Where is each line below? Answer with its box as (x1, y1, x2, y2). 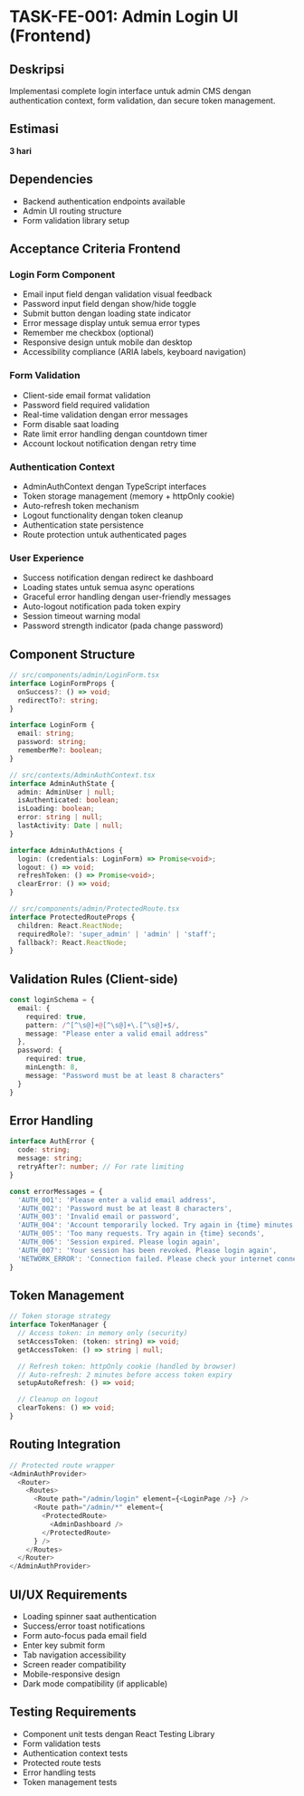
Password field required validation (22, 399, 150, 410)
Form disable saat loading (22, 418, 119, 429)
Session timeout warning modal (22, 611, 141, 622)
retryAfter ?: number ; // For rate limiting (17, 1162, 184, 1171)
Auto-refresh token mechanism (22, 500, 139, 511)
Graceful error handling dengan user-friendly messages (22, 591, 232, 603)
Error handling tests (22, 1767, 97, 1778)
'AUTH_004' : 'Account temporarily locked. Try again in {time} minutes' (17, 1220, 298, 1230)
